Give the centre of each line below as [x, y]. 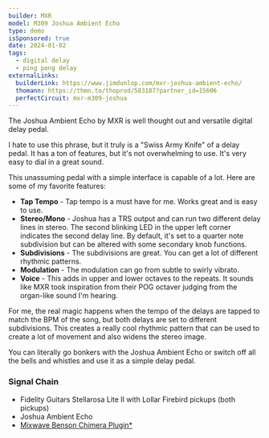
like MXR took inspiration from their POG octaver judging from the [128, 287]
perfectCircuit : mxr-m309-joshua [71, 98]
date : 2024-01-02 [37, 46]
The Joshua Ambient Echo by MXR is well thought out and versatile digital [130, 121]
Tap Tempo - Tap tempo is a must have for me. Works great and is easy [139, 202]
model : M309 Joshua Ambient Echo [64, 23]
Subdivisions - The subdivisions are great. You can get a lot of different [139, 253]
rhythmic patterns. [51, 261]
